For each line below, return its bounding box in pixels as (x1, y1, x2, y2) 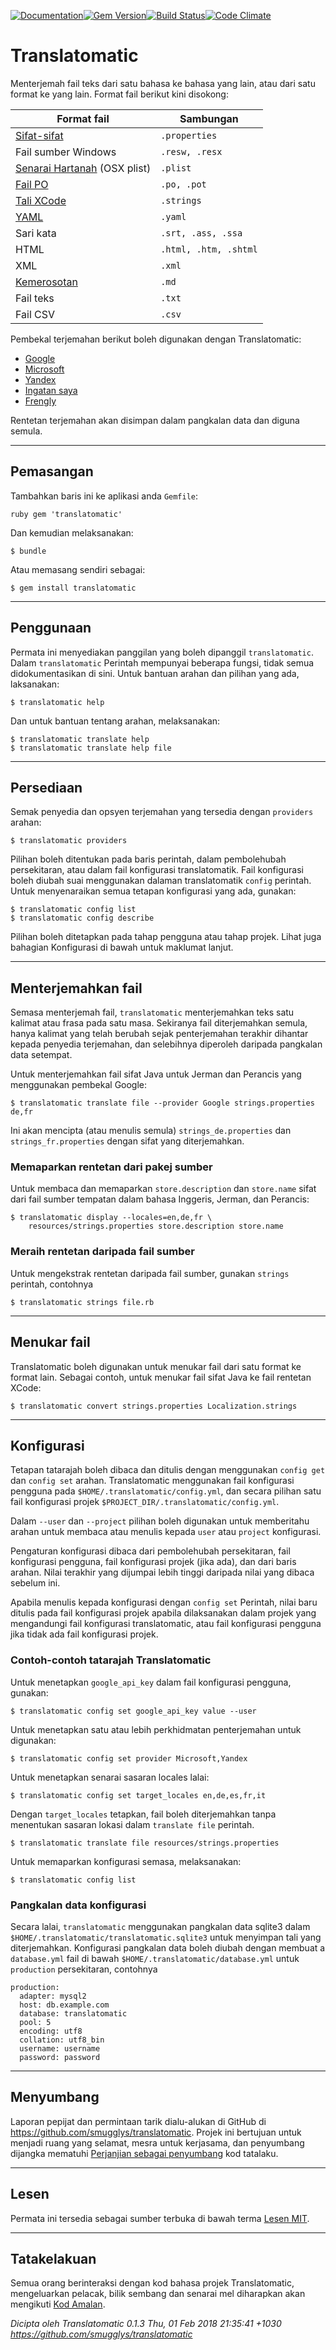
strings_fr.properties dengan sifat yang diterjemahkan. (10, 1135, 245, 1147)
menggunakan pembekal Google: (10, 1079, 148, 1091)
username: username (19, 2044, 101, 2054)
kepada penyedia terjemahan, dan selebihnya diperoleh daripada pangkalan (10, 1038, 323, 1050)
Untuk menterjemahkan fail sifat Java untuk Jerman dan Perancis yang (10, 1068, 302, 1080)
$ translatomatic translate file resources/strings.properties (10, 1838, 280, 1848)
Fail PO (15, 177, 49, 191)
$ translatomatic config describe (10, 913, 155, 924)
